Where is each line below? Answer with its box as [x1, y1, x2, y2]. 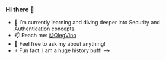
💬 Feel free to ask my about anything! [14, 40, 106, 48]
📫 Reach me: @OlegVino [14, 32, 76, 39]
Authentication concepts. [14, 25, 76, 32]
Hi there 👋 [5, 5, 35, 14]
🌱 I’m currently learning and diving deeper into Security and [14, 19, 161, 26]
